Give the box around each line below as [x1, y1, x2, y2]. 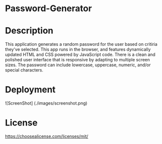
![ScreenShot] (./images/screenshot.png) [5, 100, 88, 106]
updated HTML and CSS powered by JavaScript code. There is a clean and [5, 52, 156, 57]
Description [5, 25, 54, 36]
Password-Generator [5, 3, 92, 14]
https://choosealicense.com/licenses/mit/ [5, 133, 89, 139]
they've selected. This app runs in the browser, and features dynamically [5, 47, 151, 53]
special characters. [5, 67, 44, 73]
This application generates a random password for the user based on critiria [5, 41, 158, 47]
